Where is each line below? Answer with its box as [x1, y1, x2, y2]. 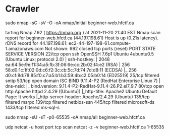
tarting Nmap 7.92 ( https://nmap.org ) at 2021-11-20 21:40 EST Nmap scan [5, 29, 161, 35]
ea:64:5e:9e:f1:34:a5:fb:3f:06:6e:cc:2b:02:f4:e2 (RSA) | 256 [5, 61, 130, 67]
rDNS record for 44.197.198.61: [5, 40, 68, 46]
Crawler [5, 3, 39, 15]
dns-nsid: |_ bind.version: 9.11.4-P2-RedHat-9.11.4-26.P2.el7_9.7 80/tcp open [5, 83, 164, 89]
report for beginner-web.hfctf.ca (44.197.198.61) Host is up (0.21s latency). [5, 35, 159, 41]
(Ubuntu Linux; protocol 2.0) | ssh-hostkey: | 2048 [5, 56, 110, 62]
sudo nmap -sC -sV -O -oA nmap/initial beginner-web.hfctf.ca [5, 20, 134, 26]
